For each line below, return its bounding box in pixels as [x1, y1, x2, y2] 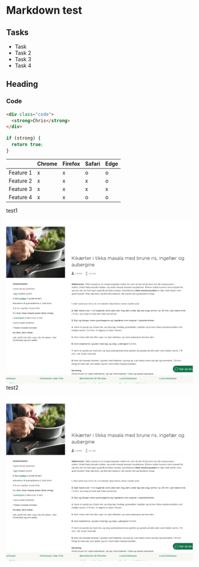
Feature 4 [8, 194, 33, 201]
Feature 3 [8, 186, 33, 193]
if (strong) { [6, 135, 41, 142]
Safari [85, 160, 101, 167]
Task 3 [14, 56, 31, 62]
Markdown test [6, 4, 82, 17]
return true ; [11, 142, 44, 148]
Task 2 [14, 49, 31, 57]
